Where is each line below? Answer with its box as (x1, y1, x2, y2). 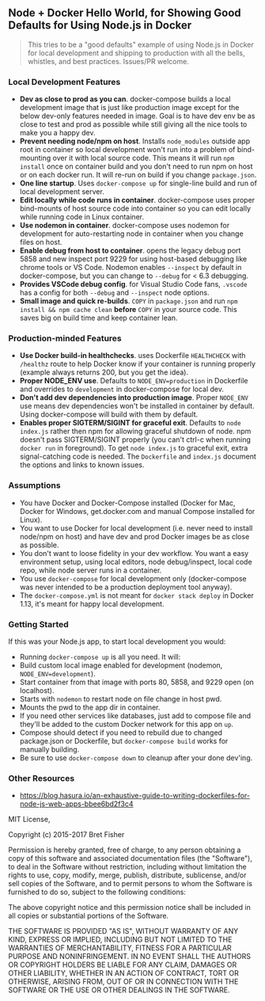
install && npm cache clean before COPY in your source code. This (19, 305, 237, 314)
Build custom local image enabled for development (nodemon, (19, 660, 223, 670)
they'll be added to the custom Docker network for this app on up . (19, 720, 234, 729)
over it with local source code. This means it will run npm (52, 154, 235, 163)
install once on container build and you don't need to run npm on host (19, 162, 253, 171)
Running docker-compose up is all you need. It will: (19, 653, 181, 661)
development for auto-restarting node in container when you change (19, 229, 244, 238)
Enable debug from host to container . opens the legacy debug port (19, 245, 241, 256)
